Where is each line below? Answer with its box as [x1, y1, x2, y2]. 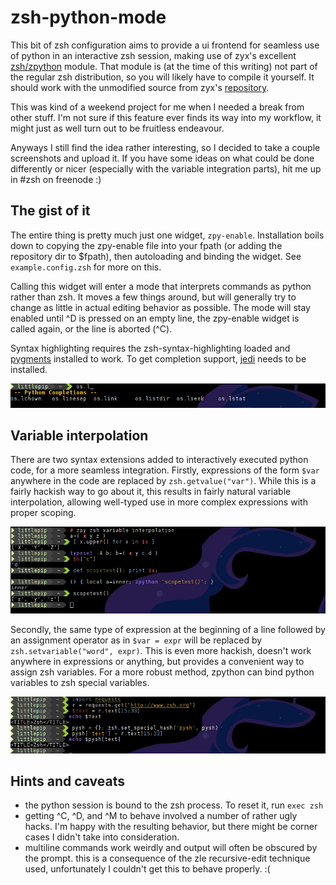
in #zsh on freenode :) [10, 173, 102, 185]
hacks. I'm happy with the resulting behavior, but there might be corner [24, 821, 318, 833]
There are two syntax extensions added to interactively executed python [10, 454, 309, 466]
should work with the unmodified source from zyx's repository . [10, 81, 270, 93]
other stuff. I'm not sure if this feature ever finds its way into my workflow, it [10, 111, 322, 123]
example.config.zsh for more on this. [10, 261, 162, 273]
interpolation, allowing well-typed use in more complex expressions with [10, 496, 308, 508]
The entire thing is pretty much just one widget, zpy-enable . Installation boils [10, 229, 325, 241]
